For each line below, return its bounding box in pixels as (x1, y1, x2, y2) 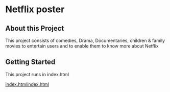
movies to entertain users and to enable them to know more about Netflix (5, 43, 159, 49)
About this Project (5, 24, 64, 33)
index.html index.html (5, 81, 50, 87)
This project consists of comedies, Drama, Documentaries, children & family (5, 37, 165, 43)
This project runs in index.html (5, 71, 69, 77)
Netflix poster (5, 4, 65, 15)
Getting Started (5, 58, 56, 66)
